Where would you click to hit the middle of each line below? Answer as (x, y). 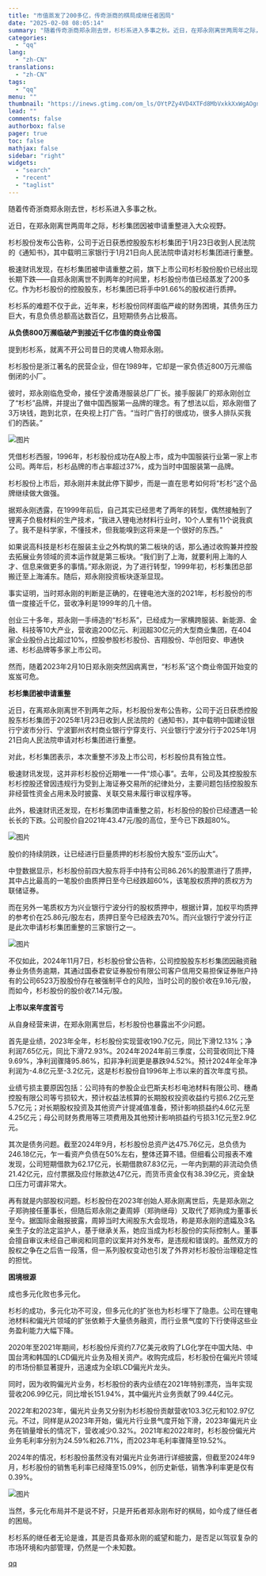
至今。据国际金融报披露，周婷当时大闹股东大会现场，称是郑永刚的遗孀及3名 (132, 1220)
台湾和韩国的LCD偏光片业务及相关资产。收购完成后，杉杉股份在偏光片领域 (136, 1357)
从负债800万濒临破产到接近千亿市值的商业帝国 (84, 332)
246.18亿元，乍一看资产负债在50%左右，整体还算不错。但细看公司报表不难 (131, 1153)
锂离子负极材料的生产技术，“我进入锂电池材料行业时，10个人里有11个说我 (127, 519)
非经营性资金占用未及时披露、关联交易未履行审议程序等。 (102, 793)
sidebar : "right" (37, 155)
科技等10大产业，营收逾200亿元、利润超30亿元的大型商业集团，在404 (137, 629)
